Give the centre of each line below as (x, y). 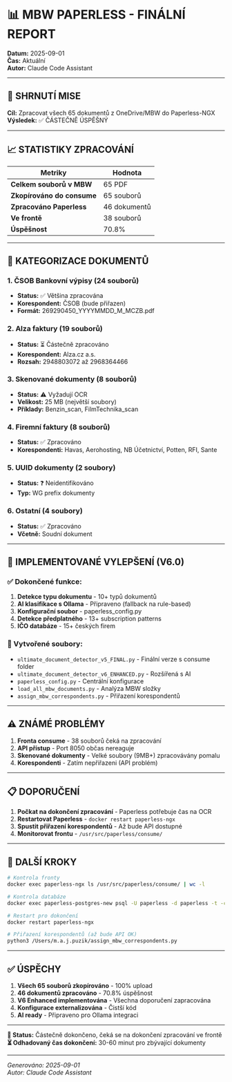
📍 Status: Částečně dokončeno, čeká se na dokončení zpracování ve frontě (115, 1034)
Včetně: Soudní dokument (55, 533)
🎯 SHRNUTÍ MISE (44, 96)
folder (26, 666)
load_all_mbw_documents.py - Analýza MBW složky (89, 688)
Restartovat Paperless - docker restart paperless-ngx (96, 819)
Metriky (54, 173)
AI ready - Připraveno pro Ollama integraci (78, 1015)
